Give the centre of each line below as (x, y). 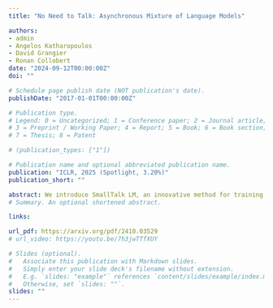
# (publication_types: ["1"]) (60, 150)
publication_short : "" (47, 180)
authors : (23, 30)
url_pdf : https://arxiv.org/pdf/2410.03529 (83, 232)
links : (19, 217)
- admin (22, 38)
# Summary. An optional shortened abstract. (85, 202)
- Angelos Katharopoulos (50, 46)
